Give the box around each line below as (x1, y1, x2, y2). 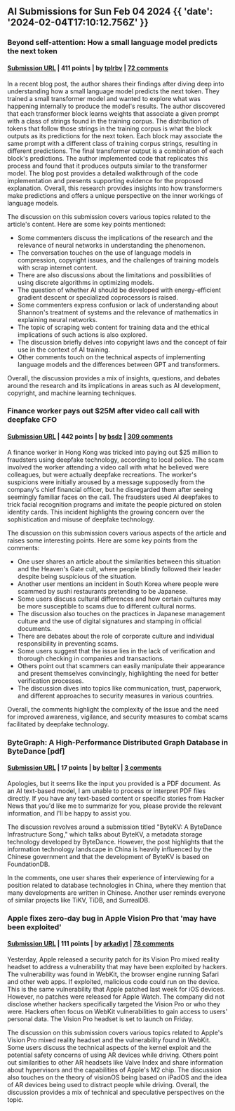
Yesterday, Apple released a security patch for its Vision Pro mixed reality (7, 954, 220, 964)
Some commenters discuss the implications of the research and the (17, 233, 213, 241)
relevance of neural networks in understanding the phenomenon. (17, 241, 206, 249)
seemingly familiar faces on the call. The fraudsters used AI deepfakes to (7, 493, 219, 501)
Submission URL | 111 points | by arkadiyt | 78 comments (7, 940, 175, 948)
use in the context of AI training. (17, 345, 111, 354)
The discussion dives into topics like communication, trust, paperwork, (17, 684, 222, 692)
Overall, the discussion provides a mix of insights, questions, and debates (7, 373, 220, 382)
